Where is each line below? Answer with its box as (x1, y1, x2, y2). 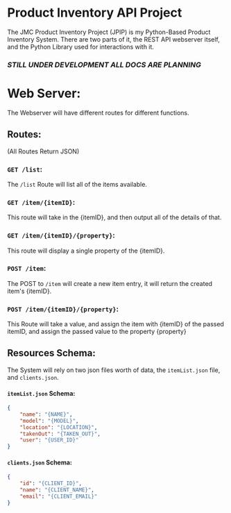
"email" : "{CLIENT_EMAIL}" (19, 493, 98, 501)
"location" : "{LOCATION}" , (19, 423, 98, 431)
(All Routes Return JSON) (7, 147, 80, 155)
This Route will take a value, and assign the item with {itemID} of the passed (7, 320, 224, 328)
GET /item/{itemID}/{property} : (7, 230, 116, 240)
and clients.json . (7, 373, 59, 381)
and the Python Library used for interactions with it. (7, 42, 155, 51)
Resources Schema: (7, 347, 96, 359)
